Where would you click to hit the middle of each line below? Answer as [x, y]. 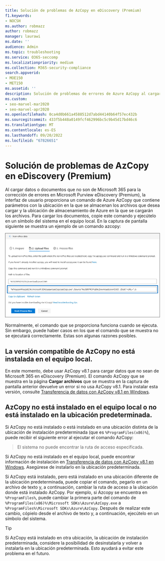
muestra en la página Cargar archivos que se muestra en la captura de [77, 381]
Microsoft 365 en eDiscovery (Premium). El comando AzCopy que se [75, 376]
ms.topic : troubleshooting [33, 52]
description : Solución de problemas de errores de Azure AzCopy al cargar [83, 94]
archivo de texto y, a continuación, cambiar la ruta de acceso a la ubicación [82, 487]
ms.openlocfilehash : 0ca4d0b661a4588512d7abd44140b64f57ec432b [71, 114]
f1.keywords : [18, 16]
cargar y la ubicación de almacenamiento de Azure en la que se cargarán [79, 211]
